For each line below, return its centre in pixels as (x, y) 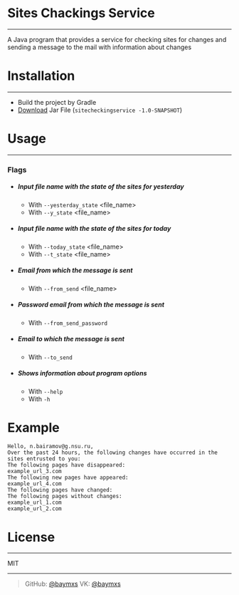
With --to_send (51, 357)
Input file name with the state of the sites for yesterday (101, 187)
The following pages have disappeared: (67, 465)
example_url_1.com (34, 503)
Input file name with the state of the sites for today (94, 229)
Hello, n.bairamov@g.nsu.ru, (51, 447)
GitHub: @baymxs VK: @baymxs (73, 584)
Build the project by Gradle (57, 102)
